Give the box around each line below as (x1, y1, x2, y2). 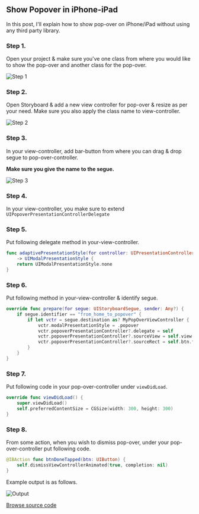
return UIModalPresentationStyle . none (17, 261, 113, 267)
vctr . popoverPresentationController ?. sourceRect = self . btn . (37, 339, 192, 345)
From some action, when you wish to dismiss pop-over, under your (6, 439, 169, 446)
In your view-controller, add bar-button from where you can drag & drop (6, 147, 182, 154)
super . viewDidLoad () (17, 401, 68, 406)
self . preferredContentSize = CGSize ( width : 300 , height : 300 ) (17, 405, 174, 412)
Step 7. (6, 370, 27, 378)
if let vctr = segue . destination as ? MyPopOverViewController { (27, 317, 190, 323)
